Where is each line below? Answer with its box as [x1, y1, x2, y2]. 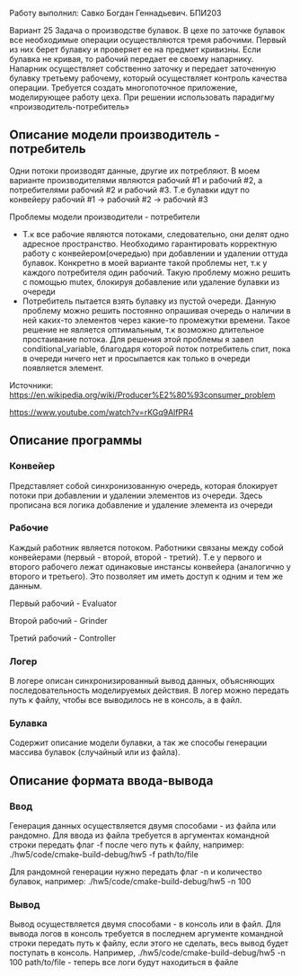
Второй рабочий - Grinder [9, 615, 108, 626]
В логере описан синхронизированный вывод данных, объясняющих [9, 676, 276, 687]
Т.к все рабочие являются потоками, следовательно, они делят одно [22, 228, 289, 239]
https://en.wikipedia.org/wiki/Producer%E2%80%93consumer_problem [9, 389, 276, 400]
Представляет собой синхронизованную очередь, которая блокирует [9, 480, 278, 491]
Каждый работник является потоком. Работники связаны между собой [9, 542, 285, 553]
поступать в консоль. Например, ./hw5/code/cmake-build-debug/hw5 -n [9, 947, 286, 958]
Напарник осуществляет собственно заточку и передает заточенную [9, 63, 277, 74]
